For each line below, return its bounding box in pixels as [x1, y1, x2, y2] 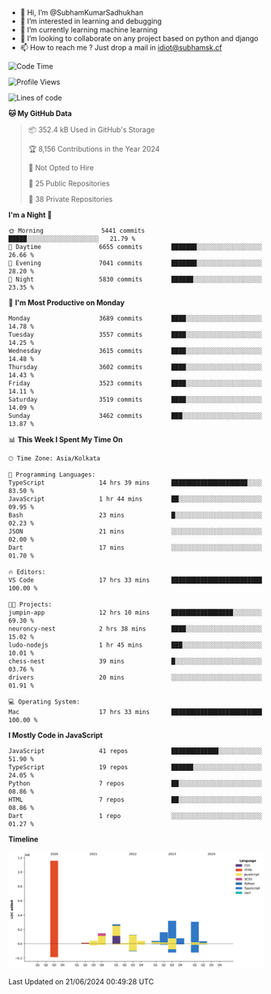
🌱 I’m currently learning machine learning [19, 25, 158, 34]
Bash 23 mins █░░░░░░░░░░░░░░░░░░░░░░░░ [8, 511, 263, 519]
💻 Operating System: [8, 698, 81, 706]
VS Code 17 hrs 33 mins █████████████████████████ [8, 576, 263, 584]
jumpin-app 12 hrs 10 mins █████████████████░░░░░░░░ [8, 609, 263, 617]
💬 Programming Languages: [8, 471, 95, 479]
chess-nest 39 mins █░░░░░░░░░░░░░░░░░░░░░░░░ [8, 657, 263, 665]
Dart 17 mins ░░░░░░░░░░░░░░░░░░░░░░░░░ [8, 544, 263, 552]
